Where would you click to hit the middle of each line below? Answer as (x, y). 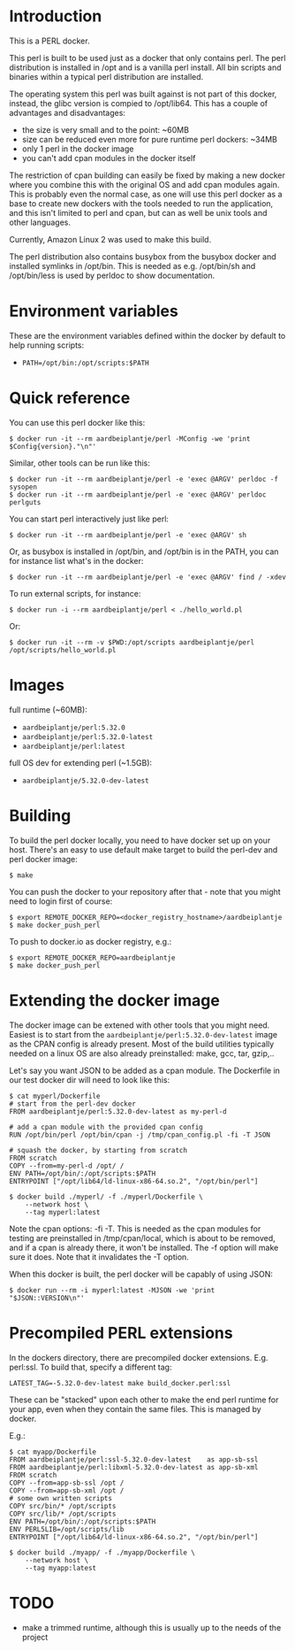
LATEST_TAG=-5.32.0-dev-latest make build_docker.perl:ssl (120, 1383)
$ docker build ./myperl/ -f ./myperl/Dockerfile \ (106, 1197)
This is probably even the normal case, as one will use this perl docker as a (146, 194)
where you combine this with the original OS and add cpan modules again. (144, 184)
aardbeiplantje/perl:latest (73, 746)
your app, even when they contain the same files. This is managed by (136, 1408)
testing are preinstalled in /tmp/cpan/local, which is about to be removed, (142, 1238)
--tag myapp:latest (61, 1568)
